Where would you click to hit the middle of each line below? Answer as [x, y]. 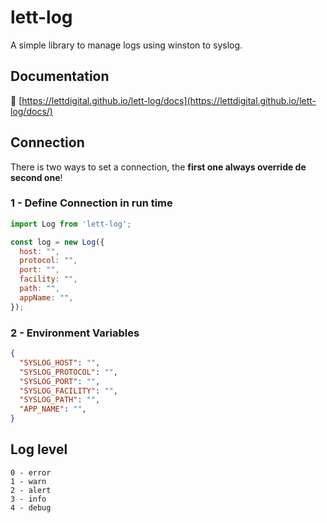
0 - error [31, 472]
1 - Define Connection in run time [91, 203]
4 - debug [31, 507]
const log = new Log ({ [57, 242]
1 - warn [28, 481]
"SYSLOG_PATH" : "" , [60, 400]
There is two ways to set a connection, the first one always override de [158, 167]
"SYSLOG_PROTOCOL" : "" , [68, 372]
